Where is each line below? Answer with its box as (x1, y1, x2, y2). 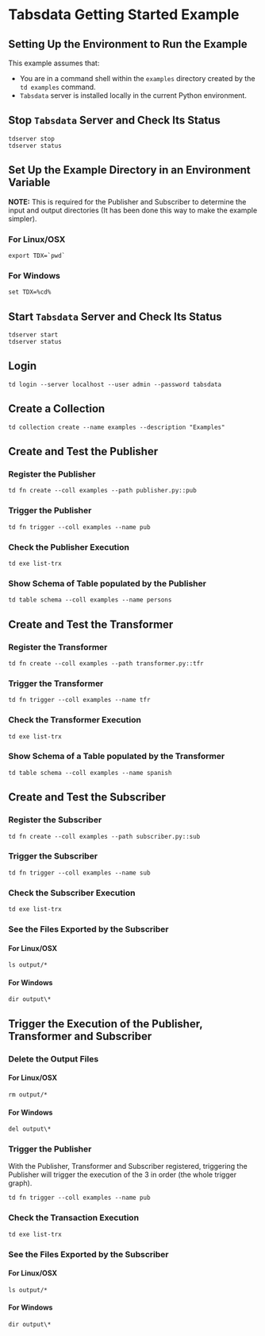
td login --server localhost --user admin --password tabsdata (8, 380, 222, 388)
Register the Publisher (8, 468, 96, 479)
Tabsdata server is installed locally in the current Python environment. (19, 91, 248, 100)
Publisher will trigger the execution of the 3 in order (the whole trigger (8, 1170, 236, 1179)
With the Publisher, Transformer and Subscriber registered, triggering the (8, 1162, 248, 1171)
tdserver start (8, 331, 59, 339)
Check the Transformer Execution (8, 715, 141, 726)
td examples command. (19, 82, 97, 92)
